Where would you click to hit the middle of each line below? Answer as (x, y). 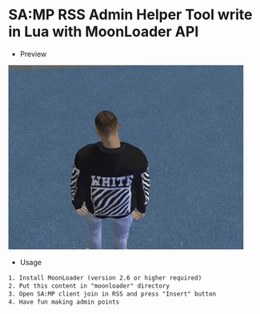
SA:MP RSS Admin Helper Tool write (131, 15)
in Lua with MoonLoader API (104, 32)
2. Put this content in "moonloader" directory (89, 286)
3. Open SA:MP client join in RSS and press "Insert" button (112, 294)
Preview (33, 54)
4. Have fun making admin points (64, 302)
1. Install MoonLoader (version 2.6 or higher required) (105, 278)
